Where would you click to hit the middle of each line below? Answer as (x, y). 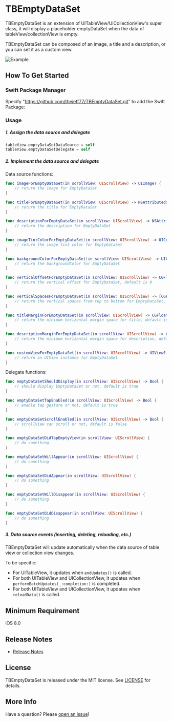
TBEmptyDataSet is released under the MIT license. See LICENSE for (78, 680)
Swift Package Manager (36, 90)
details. (13, 686)
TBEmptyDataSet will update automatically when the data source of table (82, 547)
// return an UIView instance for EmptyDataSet (66, 357)
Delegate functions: (26, 372)
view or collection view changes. (40, 553)
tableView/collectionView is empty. (42, 34)
